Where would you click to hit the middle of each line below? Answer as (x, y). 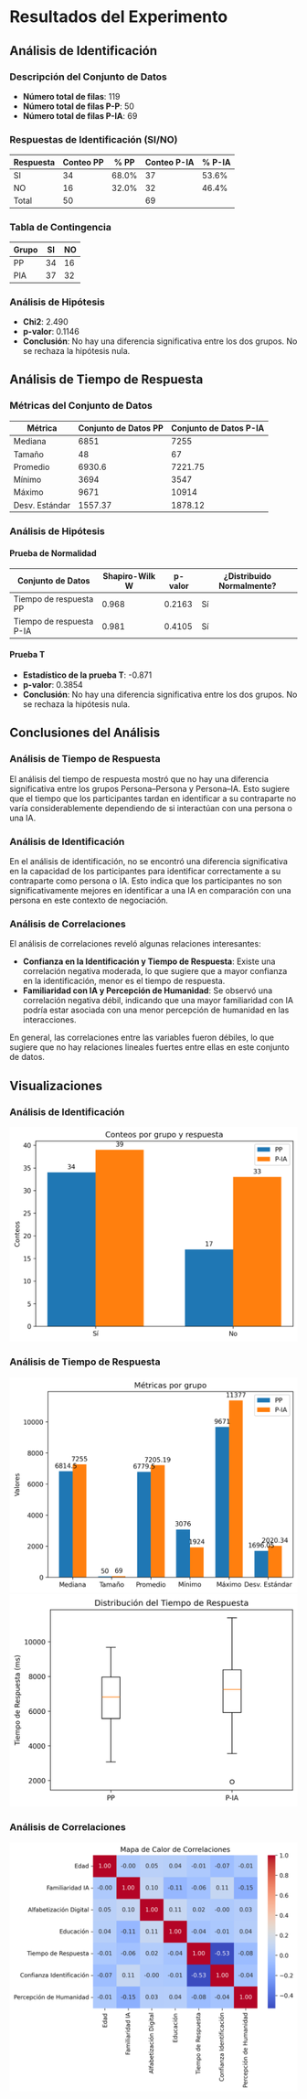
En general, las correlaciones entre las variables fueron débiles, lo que (142, 1038)
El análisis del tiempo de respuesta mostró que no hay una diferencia (139, 778)
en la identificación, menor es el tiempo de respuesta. (124, 981)
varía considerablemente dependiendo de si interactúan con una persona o (151, 808)
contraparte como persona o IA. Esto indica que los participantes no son (146, 881)
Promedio (32, 466)
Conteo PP (83, 162)
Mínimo (27, 480)
